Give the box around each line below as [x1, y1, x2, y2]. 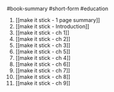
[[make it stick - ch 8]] [15, 74, 70, 80]
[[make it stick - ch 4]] [15, 55, 71, 61]
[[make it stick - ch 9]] [15, 80, 70, 87]
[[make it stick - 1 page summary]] [15, 17, 100, 23]
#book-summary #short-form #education [7, 5, 109, 12]
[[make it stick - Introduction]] [15, 23, 90, 30]
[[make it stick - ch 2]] [15, 36, 70, 42]
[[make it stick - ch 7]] [15, 67, 70, 74]
